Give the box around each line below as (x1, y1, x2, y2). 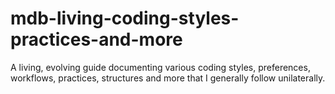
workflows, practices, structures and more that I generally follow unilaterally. (10, 72, 326, 84)
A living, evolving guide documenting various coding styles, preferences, (10, 61, 311, 73)
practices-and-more (10, 28, 183, 51)
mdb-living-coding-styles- (10, 7, 240, 30)
